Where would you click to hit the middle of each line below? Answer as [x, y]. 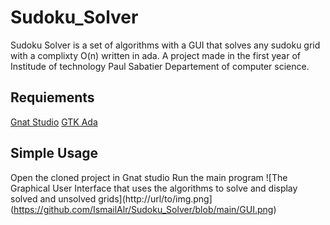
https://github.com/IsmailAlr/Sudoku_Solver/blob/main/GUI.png [143, 209]
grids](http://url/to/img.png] [155, 198]
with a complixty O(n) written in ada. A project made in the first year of [155, 55]
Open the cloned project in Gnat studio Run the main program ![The [149, 177]
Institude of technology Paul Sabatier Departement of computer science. [160, 66]
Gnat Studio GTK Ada [54, 122]
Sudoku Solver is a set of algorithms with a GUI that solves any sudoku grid [165, 45]
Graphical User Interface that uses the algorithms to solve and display [154, 188]
